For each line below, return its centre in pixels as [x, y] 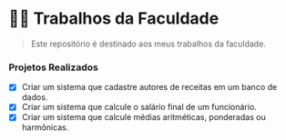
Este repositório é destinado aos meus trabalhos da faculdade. [148, 44]
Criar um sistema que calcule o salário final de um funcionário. [139, 107]
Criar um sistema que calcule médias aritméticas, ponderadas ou [143, 117]
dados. [35, 97]
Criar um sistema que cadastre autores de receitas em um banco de [149, 87]
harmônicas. [45, 127]
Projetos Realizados [54, 67]
